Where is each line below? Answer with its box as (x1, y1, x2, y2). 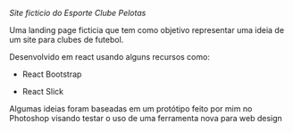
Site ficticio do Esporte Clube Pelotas (9, 8, 146, 18)
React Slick (21, 87, 64, 96)
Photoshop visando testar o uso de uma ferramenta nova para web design (9, 113, 283, 123)
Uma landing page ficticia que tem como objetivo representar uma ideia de (9, 25, 284, 35)
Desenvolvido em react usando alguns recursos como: (9, 52, 210, 62)
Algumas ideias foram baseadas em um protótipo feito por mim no (9, 103, 253, 114)
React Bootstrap (21, 69, 82, 79)
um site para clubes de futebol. (9, 35, 124, 45)
